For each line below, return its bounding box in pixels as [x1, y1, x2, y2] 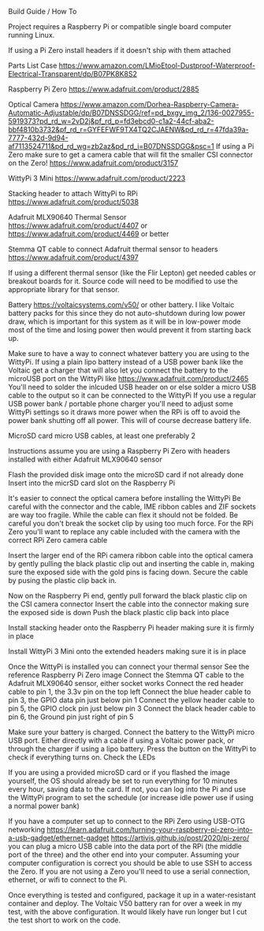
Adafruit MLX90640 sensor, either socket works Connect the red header [8, 679, 244, 688]
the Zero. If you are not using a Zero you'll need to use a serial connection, [8, 866, 251, 876]
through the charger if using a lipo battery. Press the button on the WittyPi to [8, 744, 257, 753]
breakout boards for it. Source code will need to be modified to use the [8, 276, 238, 286]
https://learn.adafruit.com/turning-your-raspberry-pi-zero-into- [46, 825, 253, 834]
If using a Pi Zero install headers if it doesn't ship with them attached [8, 46, 231, 54]
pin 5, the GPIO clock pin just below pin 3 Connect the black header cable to [8, 704, 256, 713]
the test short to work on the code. [8, 915, 121, 925]
